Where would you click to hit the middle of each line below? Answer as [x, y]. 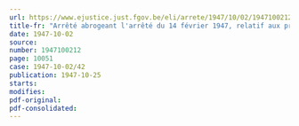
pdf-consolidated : [43, 108]
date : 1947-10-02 [41, 34]
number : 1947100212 [45, 51]
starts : [24, 83]
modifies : [28, 91]
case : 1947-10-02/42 [48, 67]
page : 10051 [31, 59]
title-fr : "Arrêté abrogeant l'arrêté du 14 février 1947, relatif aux [145, 26]
